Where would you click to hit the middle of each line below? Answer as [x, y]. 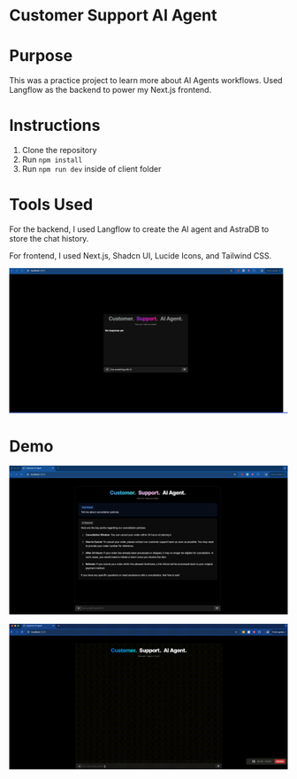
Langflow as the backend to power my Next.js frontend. [110, 90]
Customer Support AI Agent [114, 15]
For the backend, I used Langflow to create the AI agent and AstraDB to [139, 229]
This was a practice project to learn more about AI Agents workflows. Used [146, 81]
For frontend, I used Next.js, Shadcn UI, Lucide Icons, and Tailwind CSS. [141, 256]
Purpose [41, 56]
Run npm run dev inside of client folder [91, 169]
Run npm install [52, 159]
